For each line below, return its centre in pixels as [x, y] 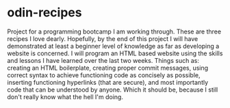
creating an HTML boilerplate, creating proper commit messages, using [108, 68]
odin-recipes [44, 13]
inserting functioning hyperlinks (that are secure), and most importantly [108, 82]
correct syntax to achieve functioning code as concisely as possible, [104, 75]
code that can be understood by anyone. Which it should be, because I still [113, 90]
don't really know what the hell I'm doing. [65, 96]
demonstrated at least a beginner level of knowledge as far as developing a [113, 46]
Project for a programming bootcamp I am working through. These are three [114, 31]
